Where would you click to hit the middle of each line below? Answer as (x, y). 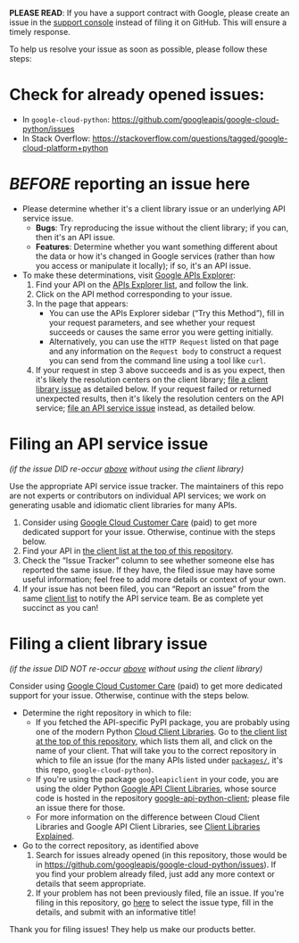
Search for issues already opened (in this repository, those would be (161, 855)
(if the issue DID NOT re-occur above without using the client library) (136, 668)
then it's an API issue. (75, 237)
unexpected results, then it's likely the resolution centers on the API (159, 398)
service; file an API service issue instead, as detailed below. (145, 408)
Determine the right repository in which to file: (107, 713)
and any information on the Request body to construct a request (165, 351)
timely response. (40, 32)
